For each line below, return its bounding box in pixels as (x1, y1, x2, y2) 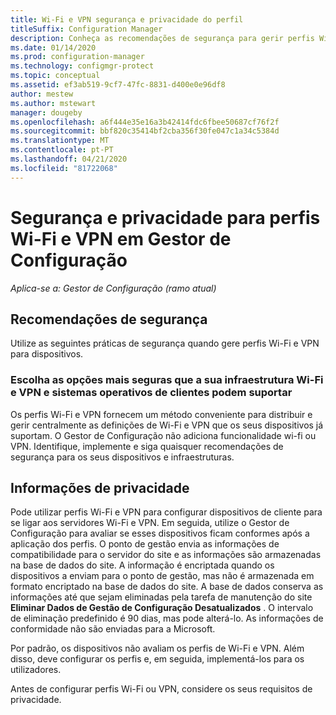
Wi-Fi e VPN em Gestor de (10, 227, 232, 250)
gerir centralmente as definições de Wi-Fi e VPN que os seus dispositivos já (10, 419, 324, 431)
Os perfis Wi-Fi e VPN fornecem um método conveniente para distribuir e (10, 408, 313, 420)
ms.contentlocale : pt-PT (10, 145, 114, 155)
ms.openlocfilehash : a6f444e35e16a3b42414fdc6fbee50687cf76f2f (10, 117, 280, 127)
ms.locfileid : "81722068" (10, 163, 118, 173)
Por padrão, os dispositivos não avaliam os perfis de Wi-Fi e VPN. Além (10, 642, 305, 655)
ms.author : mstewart (10, 98, 97, 108)
